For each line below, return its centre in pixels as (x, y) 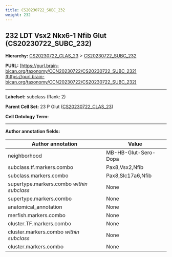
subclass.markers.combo (38, 176)
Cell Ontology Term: (27, 117)
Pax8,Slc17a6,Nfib (129, 176)
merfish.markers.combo (37, 216)
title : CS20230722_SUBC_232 (35, 10)
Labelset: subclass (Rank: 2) (36, 97)
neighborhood (25, 156)
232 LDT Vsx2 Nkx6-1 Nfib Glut (56, 36)
